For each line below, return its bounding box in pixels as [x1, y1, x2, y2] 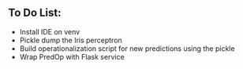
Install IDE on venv [19, 27, 80, 36]
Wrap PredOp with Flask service [19, 52, 125, 61]
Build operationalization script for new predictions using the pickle [19, 43, 235, 53]
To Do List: [8, 6, 62, 20]
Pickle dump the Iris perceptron [19, 35, 122, 45]
